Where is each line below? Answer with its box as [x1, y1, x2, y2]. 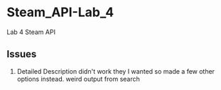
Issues [6, 48, 37, 60]
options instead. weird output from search [16, 74, 140, 83]
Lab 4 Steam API [6, 28, 56, 36]
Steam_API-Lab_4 [6, 4, 114, 21]
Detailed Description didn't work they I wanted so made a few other [16, 67, 215, 75]
